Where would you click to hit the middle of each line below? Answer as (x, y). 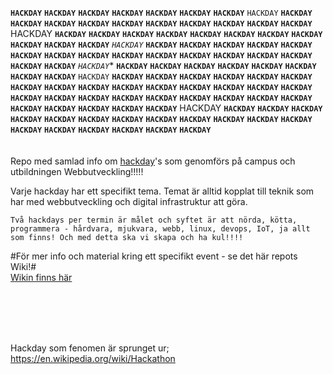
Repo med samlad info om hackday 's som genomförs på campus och (153, 161)
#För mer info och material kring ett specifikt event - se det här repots (154, 256)
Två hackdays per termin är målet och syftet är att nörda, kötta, (154, 220)
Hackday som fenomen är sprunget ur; (90, 348)
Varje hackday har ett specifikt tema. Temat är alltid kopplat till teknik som (162, 191)
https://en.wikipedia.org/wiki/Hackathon (93, 358)
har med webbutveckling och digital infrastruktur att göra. (129, 201)
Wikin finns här (41, 277)
